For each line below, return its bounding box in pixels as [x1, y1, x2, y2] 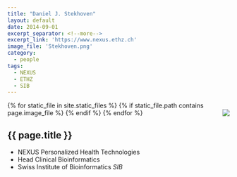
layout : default [7, 17, 55, 24]
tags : [7, 63, 23, 70]
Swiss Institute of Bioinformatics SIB [17, 163, 123, 171]
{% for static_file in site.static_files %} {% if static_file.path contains [7, 101, 204, 110]
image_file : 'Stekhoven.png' [7, 43, 93, 50]
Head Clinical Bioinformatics [17, 155, 100, 164]
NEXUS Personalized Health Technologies [17, 148, 140, 157]
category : [7, 50, 37, 57]
